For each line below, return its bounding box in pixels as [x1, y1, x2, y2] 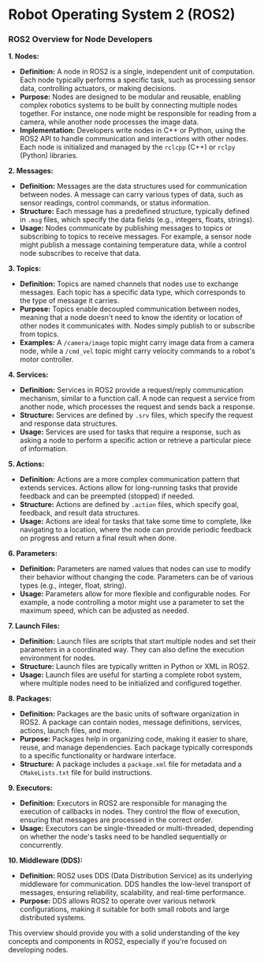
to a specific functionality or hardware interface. [19, 751, 177, 761]
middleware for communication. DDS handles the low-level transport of [19, 879, 251, 889]
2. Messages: [8, 166, 54, 175]
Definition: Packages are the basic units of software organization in [19, 709, 240, 719]
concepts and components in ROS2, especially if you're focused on [8, 937, 227, 946]
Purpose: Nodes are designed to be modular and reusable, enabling [19, 92, 242, 102]
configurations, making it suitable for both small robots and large [19, 904, 230, 914]
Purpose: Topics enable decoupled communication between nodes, [19, 304, 241, 314]
